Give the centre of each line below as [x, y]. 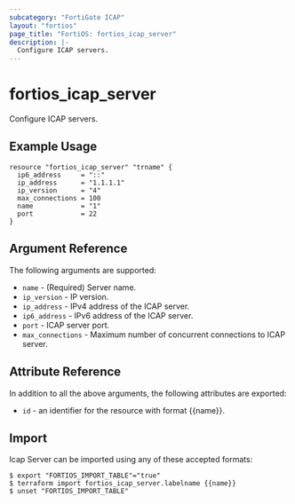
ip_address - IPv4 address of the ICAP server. [106, 306]
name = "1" [59, 206]
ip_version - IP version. [65, 296]
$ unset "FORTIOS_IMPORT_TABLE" [69, 492]
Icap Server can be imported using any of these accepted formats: [131, 460]
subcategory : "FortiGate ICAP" [67, 17]
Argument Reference [68, 249]
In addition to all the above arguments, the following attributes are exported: [148, 393]
